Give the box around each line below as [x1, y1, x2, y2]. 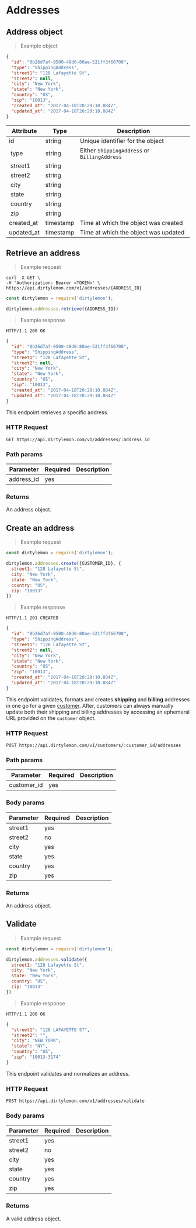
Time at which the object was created [79, 219, 183, 227]
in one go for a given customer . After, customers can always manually [6, 702, 174, 709]
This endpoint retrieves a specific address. [6, 408, 109, 416]
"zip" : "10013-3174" [11, 1054, 61, 1060]
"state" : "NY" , [11, 1043, 48, 1049]
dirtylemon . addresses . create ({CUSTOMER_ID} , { [6, 561, 121, 567]
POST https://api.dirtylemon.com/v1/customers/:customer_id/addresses [6, 742, 181, 749]
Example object [20, 42, 58, 49]
